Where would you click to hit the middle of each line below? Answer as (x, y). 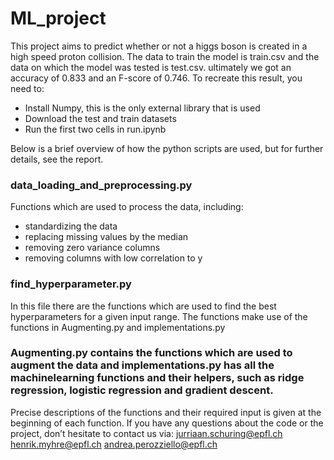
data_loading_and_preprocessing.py (101, 185)
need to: (27, 88)
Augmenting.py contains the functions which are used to (151, 353)
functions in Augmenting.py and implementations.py (118, 327)
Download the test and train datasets (100, 118)
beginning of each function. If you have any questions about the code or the (167, 423)
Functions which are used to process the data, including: (127, 207)
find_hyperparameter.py (71, 284)
